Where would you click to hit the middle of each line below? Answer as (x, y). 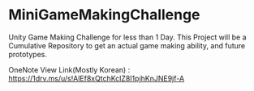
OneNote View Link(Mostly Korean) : (69, 69)
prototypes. (28, 54)
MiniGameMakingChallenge (104, 15)
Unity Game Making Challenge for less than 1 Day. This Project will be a (127, 37)
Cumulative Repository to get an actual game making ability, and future (127, 45)
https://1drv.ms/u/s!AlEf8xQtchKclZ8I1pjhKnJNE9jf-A (97, 78)
